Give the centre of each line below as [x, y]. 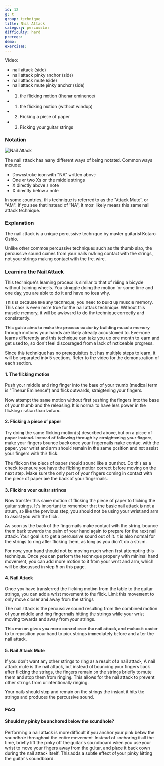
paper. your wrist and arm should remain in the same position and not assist [82, 448]
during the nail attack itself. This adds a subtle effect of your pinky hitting [79, 753]
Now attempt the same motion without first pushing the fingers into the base [82, 400]
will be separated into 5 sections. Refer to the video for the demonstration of [82, 358]
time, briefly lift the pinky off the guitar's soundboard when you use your [78, 742]
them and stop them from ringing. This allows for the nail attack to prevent [80, 677]
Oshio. [12, 239]
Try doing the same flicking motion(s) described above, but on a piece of [79, 432]
